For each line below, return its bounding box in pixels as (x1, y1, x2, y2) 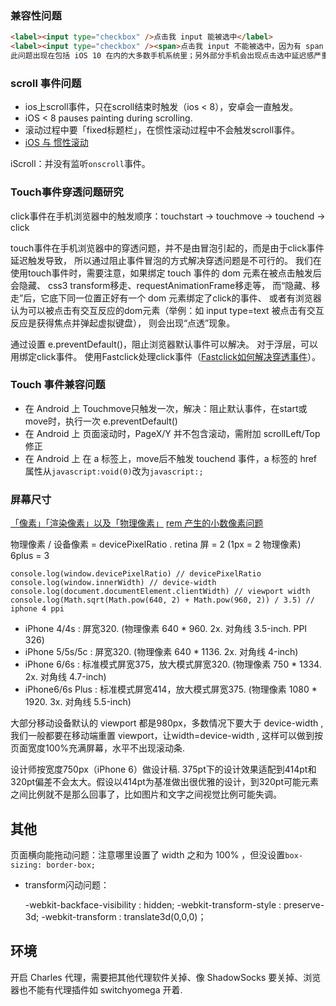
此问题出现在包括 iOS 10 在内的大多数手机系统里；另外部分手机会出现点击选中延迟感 (10, 51, 315, 61)
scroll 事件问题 (10, 76, 82, 90)
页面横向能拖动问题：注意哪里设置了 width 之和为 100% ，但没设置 (10, 848, 286, 861)
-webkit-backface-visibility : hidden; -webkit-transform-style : (24, 898, 282, 911)
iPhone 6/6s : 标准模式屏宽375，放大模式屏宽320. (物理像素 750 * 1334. (24, 658, 322, 671)
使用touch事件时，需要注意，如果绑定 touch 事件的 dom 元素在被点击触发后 (10, 267, 322, 279)
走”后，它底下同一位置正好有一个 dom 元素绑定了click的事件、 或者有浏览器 (10, 292, 322, 304)
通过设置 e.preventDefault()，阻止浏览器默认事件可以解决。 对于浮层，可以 (10, 338, 318, 350)
